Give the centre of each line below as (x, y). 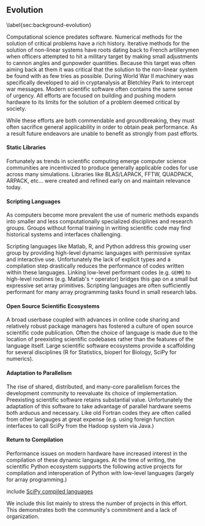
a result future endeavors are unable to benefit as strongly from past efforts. (102, 133)
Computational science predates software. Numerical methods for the (94, 37)
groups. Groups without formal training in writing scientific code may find (99, 228)
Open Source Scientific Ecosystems (53, 306)
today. (14, 187)
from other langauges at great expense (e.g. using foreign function (90, 419)
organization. (23, 516)
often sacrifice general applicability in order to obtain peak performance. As (102, 127)
